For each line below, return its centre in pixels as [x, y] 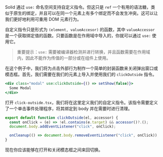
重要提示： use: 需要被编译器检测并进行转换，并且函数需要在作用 [81, 52]
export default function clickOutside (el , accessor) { [62, 118]
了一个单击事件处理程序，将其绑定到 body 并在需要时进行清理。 [69, 109]
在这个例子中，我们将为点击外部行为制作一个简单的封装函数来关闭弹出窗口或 [81, 68]
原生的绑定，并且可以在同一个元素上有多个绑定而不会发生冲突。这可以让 [86, 13]
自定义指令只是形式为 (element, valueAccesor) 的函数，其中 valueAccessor [80, 30]
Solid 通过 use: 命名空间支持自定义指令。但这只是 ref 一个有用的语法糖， [78, 7]
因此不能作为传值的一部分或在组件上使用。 [68, 58]
